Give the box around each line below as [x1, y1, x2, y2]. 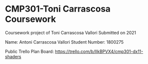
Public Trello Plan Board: [5, 48, 54, 54]
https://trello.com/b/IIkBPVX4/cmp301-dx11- [55, 48, 143, 54]
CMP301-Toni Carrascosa [5, 3, 111, 15]
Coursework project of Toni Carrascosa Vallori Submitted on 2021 [5, 30, 136, 35]
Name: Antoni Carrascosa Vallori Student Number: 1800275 [5, 39, 124, 45]
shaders [5, 53, 21, 59]
